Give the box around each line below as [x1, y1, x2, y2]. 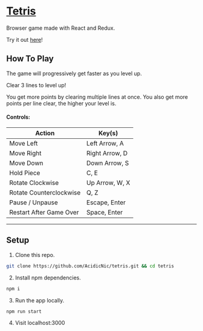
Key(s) [98, 129, 118, 137]
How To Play [6, 53, 54, 64]
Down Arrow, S [86, 159, 129, 167]
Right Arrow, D [86, 149, 128, 157]
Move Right [9, 149, 42, 157]
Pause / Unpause [9, 198, 59, 207]
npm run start [6, 308, 42, 315]
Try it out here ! [6, 36, 43, 43]
